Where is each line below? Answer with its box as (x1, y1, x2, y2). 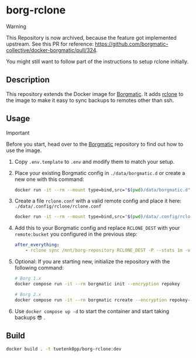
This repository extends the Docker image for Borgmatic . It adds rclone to (6, 90, 184, 97)
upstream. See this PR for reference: (6, 40, 94, 47)
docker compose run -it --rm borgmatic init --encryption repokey (14, 281, 180, 287)
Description (6, 75, 50, 85)
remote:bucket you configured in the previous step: (14, 230, 137, 237)
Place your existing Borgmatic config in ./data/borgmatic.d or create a (14, 169, 185, 176)
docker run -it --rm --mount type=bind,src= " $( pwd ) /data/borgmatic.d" (14, 187, 191, 193)
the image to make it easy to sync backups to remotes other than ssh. (6, 97, 174, 104)
